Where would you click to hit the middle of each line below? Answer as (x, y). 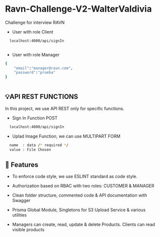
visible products (28, 230)
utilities (19, 215)
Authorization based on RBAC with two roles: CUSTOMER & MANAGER (83, 186)
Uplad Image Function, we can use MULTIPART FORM (66, 136)
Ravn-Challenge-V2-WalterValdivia (79, 9)
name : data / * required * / (39, 145)
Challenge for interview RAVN (35, 22)
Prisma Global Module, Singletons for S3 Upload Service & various (79, 210)
